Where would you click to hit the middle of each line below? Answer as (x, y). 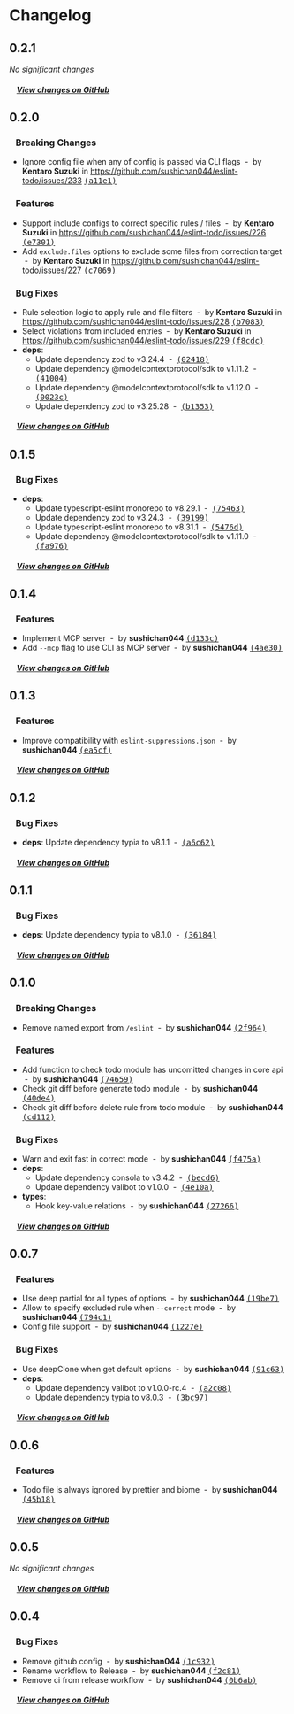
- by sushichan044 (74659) (79, 1079)
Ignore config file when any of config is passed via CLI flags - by (142, 162)
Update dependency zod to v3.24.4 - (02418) (122, 359)
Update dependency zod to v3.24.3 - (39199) (122, 518)
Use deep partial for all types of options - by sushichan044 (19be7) (151, 1299)
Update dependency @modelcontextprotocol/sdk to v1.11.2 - (146, 368)
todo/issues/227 (52, 270)
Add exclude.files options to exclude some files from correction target (152, 251)
